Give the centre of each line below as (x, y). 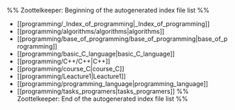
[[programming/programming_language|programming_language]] (112, 84)
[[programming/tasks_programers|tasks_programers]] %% (103, 91)
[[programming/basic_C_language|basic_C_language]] (96, 54)
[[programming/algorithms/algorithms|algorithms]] (91, 31)
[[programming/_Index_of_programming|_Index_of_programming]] (113, 24)
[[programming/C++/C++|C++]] (63, 61)
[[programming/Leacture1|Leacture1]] (71, 76)
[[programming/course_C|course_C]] (70, 69)
